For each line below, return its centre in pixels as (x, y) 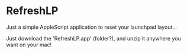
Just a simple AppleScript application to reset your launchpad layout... (92, 27)
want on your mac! (29, 45)
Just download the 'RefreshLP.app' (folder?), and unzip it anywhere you (94, 38)
